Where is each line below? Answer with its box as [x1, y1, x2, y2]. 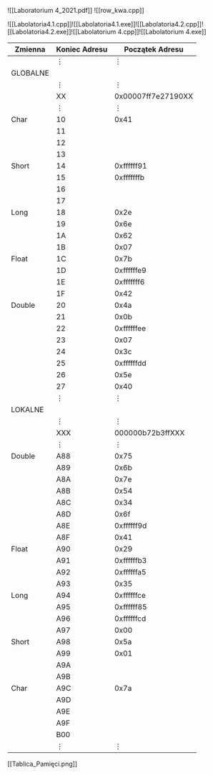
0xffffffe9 [114, 266, 147, 275]
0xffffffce [114, 591, 147, 600]
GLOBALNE [11, 68, 49, 78]
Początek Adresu [124, 44, 184, 54]
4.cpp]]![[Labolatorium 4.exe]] [117, 28, 207, 36]
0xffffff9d [114, 521, 147, 531]
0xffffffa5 [114, 567, 147, 577]
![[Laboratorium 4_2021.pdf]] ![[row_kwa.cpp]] [7, 6, 144, 14]
